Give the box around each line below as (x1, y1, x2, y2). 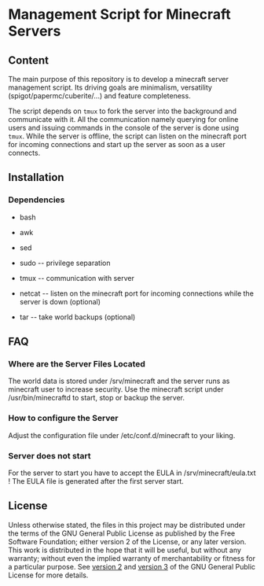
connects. (8, 148, 41, 157)
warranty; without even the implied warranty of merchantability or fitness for (8, 553, 255, 563)
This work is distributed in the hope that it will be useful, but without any (8, 545, 242, 555)
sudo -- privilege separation (19, 258, 111, 267)
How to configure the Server (8, 413, 119, 424)
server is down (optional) (19, 297, 101, 306)
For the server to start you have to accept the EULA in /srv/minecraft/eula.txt (8, 468, 256, 477)
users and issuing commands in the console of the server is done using (8, 123, 240, 132)
